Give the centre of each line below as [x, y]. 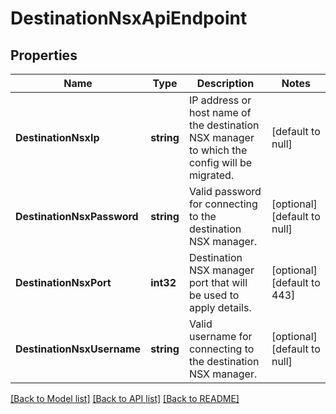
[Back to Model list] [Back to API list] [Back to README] [125, 398]
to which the [218, 150]
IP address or [220, 100]
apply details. [220, 307]
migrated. [211, 175]
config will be [220, 162]
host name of [220, 112]
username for [220, 336]
